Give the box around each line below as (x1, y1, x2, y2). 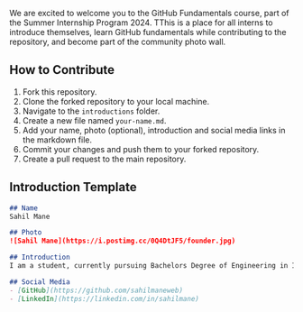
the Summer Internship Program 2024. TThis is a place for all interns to (9, 17, 273, 28)
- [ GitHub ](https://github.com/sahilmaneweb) (9, 286, 183, 295)
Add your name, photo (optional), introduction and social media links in (22, 124, 286, 135)
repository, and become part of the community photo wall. (9, 36, 226, 47)
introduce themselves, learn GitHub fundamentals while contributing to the (9, 27, 287, 37)
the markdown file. (22, 134, 93, 145)
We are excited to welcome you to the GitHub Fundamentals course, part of (9, 8, 290, 18)
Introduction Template (9, 179, 137, 195)
